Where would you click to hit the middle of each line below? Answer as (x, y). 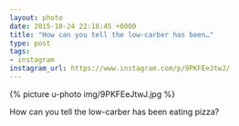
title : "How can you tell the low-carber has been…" (112, 34)
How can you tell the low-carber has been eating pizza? (114, 111)
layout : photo (36, 18)
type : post (30, 43)
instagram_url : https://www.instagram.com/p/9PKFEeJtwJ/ (120, 69)
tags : (20, 52)
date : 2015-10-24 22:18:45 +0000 (73, 26)
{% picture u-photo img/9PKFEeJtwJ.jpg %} (93, 94)
